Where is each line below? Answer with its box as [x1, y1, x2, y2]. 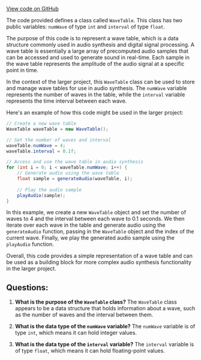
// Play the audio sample [17, 187, 82, 193]
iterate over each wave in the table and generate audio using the [6, 221, 166, 229]
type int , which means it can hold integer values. [14, 329, 137, 337]
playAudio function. [6, 241, 54, 248]
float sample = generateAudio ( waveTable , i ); [17, 176, 133, 182]
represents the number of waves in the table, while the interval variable [6, 91, 185, 98]
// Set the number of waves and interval [6, 137, 112, 143]
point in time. [6, 67, 39, 74]
